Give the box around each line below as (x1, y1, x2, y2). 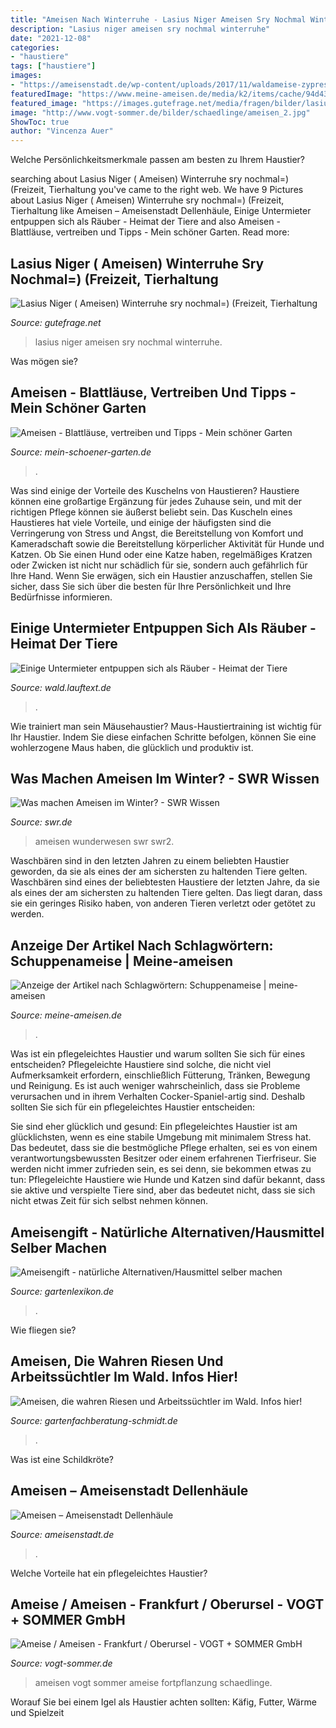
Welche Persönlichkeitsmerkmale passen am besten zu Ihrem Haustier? (10, 154, 305, 166)
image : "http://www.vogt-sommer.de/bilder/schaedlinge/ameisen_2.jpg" (10, 107, 311, 118)
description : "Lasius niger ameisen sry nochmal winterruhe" (10, 24, 271, 34)
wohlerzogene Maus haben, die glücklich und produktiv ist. (10, 741, 254, 753)
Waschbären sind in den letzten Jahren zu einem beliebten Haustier (10, 855, 290, 867)
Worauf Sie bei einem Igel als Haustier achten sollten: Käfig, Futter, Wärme (10, 1696, 317, 1708)
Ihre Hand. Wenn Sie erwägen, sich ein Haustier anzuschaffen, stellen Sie (10, 569, 313, 581)
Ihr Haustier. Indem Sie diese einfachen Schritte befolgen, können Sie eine (10, 731, 317, 743)
